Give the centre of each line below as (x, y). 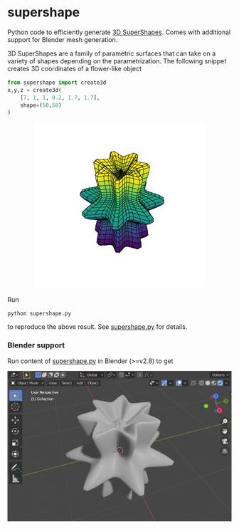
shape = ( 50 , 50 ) (41, 105)
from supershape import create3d (57, 83)
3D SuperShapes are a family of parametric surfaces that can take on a (111, 53)
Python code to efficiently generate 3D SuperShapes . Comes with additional (119, 32)
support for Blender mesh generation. (63, 39)
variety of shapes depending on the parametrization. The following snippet (117, 61)
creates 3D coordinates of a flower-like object (75, 68)
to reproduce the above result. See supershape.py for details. (97, 327)
